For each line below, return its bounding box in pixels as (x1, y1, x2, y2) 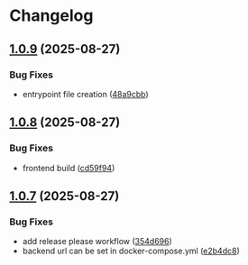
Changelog (9, 5, 94, 26)
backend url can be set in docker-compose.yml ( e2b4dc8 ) (22, 245, 241, 257)
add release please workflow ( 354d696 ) (22, 236, 173, 247)
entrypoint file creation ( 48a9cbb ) (22, 88, 149, 99)
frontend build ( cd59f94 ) (22, 162, 115, 173)
